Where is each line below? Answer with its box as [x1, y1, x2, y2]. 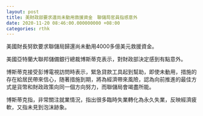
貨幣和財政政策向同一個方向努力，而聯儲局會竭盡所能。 [16, 84, 155, 91]
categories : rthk [6, 25, 50, 32]
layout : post [6, 8, 39, 15]
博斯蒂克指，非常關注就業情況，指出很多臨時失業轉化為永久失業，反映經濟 [6, 96, 192, 103]
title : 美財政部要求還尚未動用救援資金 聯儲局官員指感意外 [6, 14, 138, 20]
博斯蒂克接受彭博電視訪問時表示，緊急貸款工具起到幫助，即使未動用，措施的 [6, 69, 197, 76]
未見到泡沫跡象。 [27, 103, 70, 111]
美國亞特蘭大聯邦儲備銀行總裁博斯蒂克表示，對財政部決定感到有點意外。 [6, 55, 186, 63]
